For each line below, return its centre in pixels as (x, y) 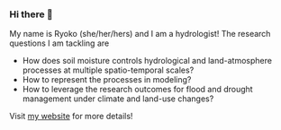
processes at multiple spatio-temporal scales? (108, 70)
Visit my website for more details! (71, 117)
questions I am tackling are (59, 43)
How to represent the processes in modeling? (107, 80)
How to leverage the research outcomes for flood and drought (138, 90)
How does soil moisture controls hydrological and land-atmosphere (147, 61)
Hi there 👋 (32, 14)
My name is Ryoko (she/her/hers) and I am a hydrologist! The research (140, 34)
